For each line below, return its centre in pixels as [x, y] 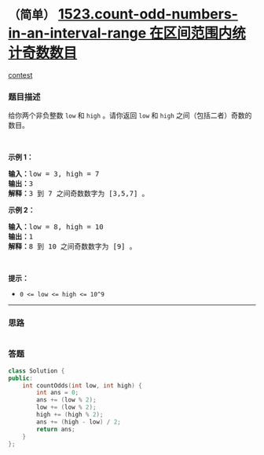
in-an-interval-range [77, 33]
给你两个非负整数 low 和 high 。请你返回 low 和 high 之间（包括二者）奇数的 [130, 115]
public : [21, 378]
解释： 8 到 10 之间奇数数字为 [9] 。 [72, 247]
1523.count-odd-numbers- [148, 15]
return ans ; [56, 429]
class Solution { [37, 371]
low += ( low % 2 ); [66, 408]
